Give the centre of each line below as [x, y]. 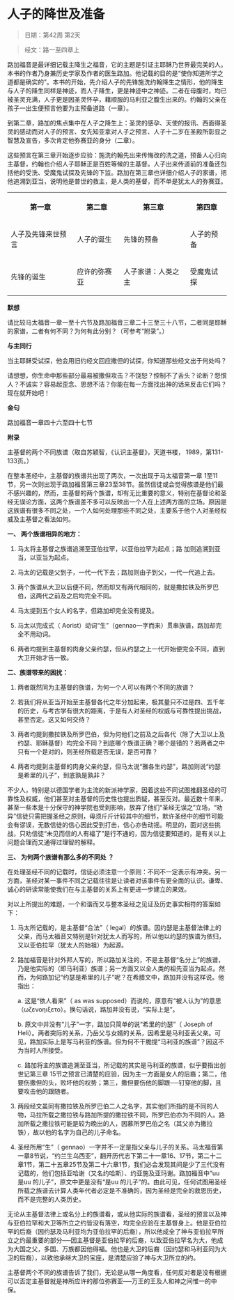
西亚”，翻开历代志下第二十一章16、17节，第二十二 [150, 1155]
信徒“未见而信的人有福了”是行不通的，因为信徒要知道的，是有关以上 [128, 833]
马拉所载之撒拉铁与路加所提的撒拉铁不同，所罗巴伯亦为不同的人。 [124, 1115]
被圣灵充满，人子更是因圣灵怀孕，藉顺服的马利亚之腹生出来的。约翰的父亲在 [117, 99]
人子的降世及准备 [56, 14]
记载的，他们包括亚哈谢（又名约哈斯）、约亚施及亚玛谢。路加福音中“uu [118, 1173]
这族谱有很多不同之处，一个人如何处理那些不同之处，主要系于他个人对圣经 [114, 510]
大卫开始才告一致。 [45, 657]
